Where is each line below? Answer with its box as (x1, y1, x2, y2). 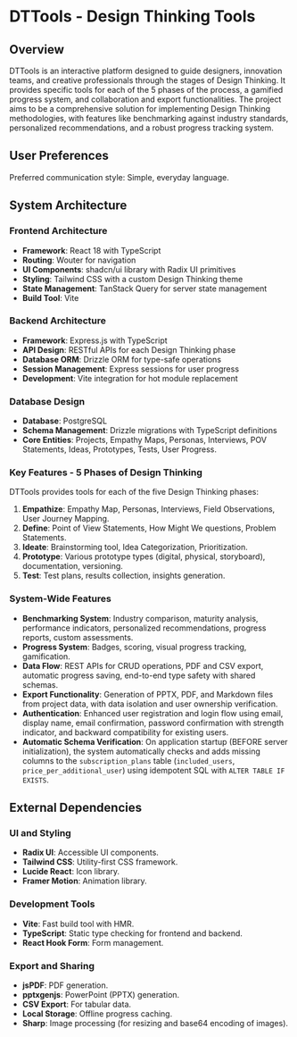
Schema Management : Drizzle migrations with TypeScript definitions (21, 425, 278, 436)
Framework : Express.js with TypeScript (21, 335, 168, 346)
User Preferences (9, 148, 109, 163)
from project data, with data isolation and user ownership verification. (21, 698, 278, 709)
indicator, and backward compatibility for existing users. (21, 726, 229, 738)
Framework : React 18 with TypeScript (21, 245, 161, 255)
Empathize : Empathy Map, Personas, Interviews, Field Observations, (21, 504, 276, 514)
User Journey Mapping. (21, 514, 110, 524)
